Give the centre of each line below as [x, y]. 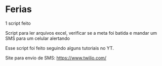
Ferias [18, 9]
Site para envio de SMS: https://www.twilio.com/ [56, 58]
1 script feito [18, 23]
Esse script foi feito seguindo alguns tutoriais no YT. [59, 48]
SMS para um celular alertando [37, 38]
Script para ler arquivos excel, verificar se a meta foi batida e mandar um [81, 33]
